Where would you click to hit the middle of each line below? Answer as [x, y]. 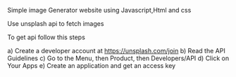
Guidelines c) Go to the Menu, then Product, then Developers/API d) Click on [118, 58]
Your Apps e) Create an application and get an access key [92, 65]
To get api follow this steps [46, 37]
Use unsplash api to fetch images [56, 23]
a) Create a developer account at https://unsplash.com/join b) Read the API [116, 51]
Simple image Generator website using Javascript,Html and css [99, 10]
